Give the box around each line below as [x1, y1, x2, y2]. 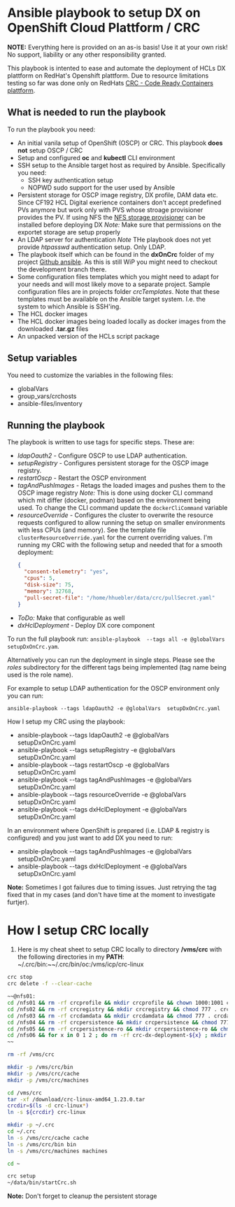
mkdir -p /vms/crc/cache [7, 1070, 80, 1077]
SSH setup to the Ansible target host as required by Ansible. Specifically [17, 161, 226, 169]
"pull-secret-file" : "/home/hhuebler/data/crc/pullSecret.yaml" [24, 594, 215, 601]
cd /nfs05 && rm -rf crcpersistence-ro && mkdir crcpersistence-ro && [7, 1025, 218, 1033]
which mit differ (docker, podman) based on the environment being [17, 496, 211, 504]
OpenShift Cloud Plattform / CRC [7, 20, 201, 36]
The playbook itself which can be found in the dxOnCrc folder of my [17, 250, 215, 258]
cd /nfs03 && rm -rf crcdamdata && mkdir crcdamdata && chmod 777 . [7, 1012, 211, 1019]
